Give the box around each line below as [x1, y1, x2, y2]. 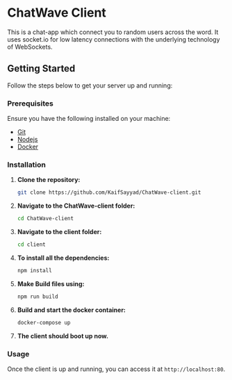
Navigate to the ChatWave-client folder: [17, 201, 135, 210]
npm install [17, 267, 52, 274]
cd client [17, 241, 47, 248]
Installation [7, 160, 47, 170]
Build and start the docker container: [17, 306, 126, 314]
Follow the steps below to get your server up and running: [7, 81, 173, 90]
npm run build [17, 293, 58, 300]
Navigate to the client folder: [17, 228, 102, 236]
